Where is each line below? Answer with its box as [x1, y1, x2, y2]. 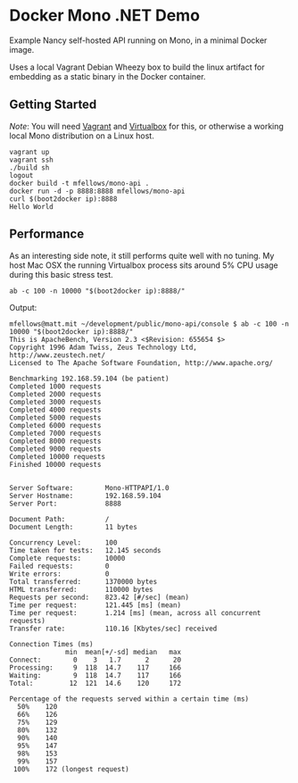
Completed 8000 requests [9, 437, 102, 446]
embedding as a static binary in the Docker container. [9, 71, 206, 81]
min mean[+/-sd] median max [65, 647, 181, 656]
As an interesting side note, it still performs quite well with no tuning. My [9, 250, 275, 261]
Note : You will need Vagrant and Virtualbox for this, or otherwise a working [9, 121, 284, 131]
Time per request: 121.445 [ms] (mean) [9, 600, 181, 610]
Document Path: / [9, 514, 110, 523]
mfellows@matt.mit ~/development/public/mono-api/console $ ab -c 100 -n [9, 319, 290, 329]
